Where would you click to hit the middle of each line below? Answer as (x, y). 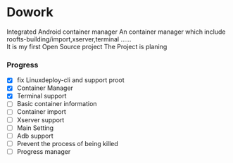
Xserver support (40, 119)
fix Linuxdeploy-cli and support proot (70, 80)
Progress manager (44, 151)
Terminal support (42, 96)
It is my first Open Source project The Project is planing (87, 46)
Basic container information (57, 104)
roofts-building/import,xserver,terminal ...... (69, 39)
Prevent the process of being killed (68, 143)
